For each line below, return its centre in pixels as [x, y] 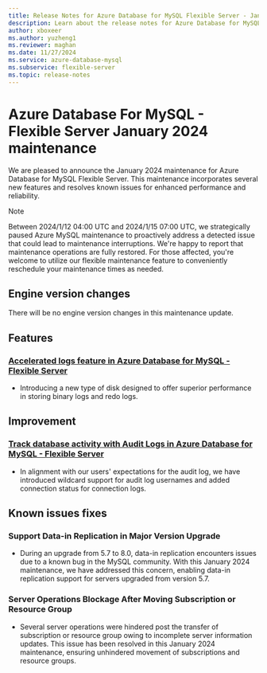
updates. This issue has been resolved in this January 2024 [118, 644]
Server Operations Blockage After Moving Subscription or [122, 600]
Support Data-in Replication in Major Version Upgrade [114, 536]
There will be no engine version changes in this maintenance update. [121, 313]
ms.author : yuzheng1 [43, 38]
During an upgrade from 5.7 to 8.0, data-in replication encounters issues [138, 554]
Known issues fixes [58, 513]
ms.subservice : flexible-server [62, 68]
